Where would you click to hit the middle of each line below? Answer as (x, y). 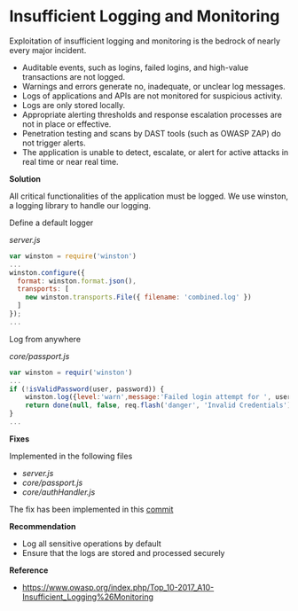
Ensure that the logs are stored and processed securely (123, 552)
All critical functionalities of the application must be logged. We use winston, (149, 196)
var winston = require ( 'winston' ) (73, 256)
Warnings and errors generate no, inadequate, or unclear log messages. (153, 86)
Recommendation (43, 526)
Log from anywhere (45, 339)
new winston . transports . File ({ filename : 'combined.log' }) (138, 298)
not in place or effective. (67, 124)
